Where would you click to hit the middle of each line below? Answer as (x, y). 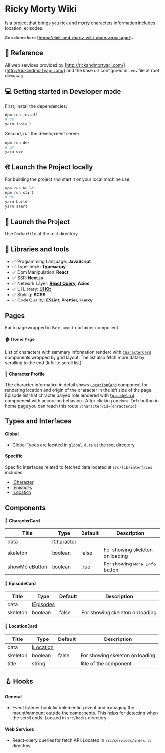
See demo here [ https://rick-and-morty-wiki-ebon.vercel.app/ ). (69, 38)
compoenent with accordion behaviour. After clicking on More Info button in (82, 400)
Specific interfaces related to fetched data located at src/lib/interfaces (79, 467)
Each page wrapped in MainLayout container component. (62, 328)
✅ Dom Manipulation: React (40, 272)
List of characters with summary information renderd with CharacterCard (78, 352)
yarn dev (14, 151)
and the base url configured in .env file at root (113, 70)
